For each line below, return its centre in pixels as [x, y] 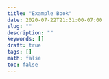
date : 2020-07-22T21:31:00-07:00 [55, 20]
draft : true [24, 45]
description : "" [30, 33]
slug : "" [20, 26]
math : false [24, 58]
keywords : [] [26, 39]
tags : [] [20, 52]
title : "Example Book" [39, 13]
